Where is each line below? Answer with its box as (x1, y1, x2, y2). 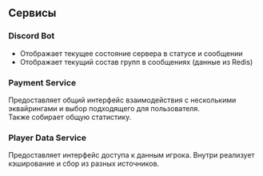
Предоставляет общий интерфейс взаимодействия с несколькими (8, 95, 237, 105)
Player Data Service (8, 132, 86, 143)
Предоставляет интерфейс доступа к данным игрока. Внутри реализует (8, 150, 255, 160)
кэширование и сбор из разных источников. (8, 159, 160, 169)
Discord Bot (8, 30, 55, 42)
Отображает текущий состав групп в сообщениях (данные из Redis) (19, 57, 253, 66)
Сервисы (8, 6, 57, 20)
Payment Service (8, 77, 77, 88)
